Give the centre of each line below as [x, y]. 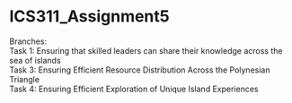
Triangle [25, 79]
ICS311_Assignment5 [89, 17]
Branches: [28, 41]
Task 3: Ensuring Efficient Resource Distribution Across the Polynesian [140, 70]
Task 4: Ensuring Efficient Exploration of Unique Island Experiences [134, 89]
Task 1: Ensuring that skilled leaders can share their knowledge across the [146, 50]
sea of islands [35, 60]
